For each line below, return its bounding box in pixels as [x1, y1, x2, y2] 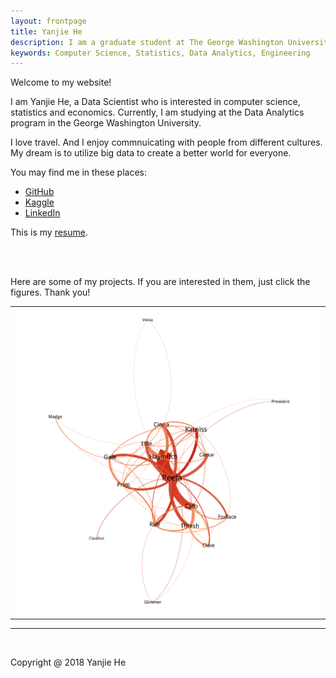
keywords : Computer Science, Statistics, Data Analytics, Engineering [10, 48, 311, 58]
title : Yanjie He [10, 26, 83, 37]
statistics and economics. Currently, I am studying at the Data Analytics [10, 106, 305, 119]
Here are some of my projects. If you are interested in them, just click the [10, 276, 311, 288]
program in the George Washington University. [10, 117, 202, 129]
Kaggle [24, 196, 55, 209]
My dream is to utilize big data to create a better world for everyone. [10, 147, 292, 159]
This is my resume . [10, 226, 88, 239]
